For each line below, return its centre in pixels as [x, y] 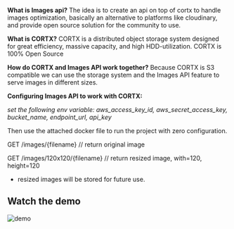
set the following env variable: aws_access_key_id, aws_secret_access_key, [118, 110]
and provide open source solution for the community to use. [94, 25]
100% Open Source [35, 54]
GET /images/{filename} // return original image [76, 144]
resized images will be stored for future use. [81, 179]
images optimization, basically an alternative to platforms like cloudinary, [112, 18]
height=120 [24, 166]
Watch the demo [44, 201]
